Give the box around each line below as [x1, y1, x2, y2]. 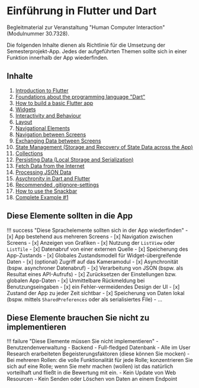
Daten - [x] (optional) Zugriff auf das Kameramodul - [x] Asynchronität [7, 258, 178, 265]
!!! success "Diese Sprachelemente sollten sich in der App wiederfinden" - [7, 227, 188, 234]
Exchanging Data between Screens [15, 137, 101, 144]
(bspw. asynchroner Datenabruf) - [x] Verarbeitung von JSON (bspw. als [7, 264, 184, 271]
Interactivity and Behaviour [15, 112, 82, 119]
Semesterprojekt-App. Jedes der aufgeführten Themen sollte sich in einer [7, 47, 187, 54]
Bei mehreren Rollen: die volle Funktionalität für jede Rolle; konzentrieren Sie [7, 357, 193, 364]
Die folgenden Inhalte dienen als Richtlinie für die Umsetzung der [7, 41, 165, 48]
